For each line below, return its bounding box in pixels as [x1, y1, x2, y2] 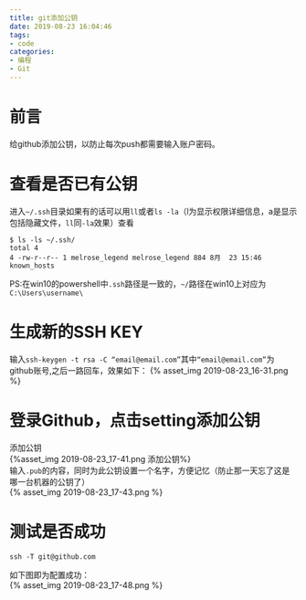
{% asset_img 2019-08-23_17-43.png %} [9, 486, 164, 498]
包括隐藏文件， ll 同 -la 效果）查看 [9, 216, 134, 228]
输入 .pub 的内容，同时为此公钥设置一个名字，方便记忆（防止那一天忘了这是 [9, 465, 290, 476]
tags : [9, 30, 30, 39]
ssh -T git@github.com [9, 552, 96, 562]
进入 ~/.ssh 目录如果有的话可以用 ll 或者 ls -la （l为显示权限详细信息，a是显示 [9, 205, 298, 216]
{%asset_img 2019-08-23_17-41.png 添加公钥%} [9, 453, 192, 464]
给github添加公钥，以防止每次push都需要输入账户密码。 [9, 138, 221, 149]
